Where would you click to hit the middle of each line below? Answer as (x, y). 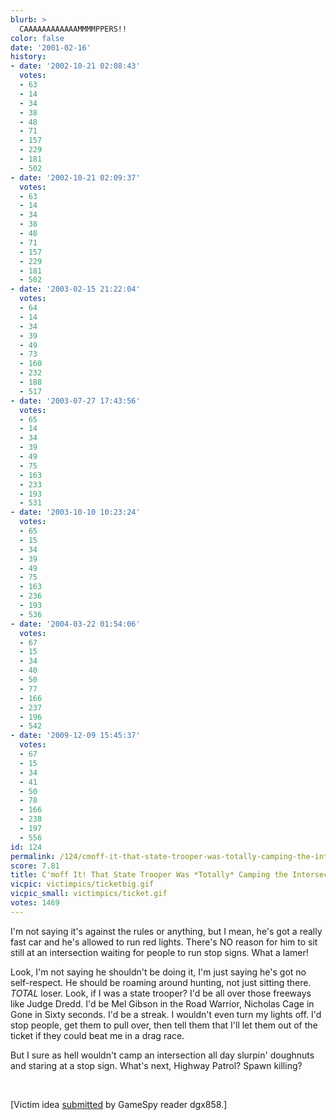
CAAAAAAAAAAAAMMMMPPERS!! (73, 29)
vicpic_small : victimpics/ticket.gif (89, 894)
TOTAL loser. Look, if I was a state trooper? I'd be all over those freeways (161, 993)
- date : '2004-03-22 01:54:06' (75, 624)
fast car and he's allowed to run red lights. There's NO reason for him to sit (164, 942)
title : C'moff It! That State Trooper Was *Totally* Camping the (149, 875)
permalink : (33, 856)
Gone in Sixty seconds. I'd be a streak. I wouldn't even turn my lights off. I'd (166, 1014)
